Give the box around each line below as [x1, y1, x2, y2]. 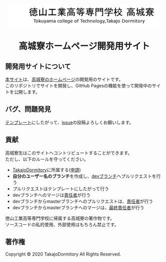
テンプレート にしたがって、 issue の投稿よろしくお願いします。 [5, 119, 134, 125]
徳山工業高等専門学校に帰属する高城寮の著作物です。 [5, 215, 115, 221]
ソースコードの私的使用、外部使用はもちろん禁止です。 [5, 221, 119, 227]
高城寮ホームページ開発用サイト [18, 41, 150, 52]
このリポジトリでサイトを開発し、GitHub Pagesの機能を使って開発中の [5, 82, 152, 89]
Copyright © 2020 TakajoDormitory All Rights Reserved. [5, 251, 121, 257]
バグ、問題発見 [5, 105, 51, 114]
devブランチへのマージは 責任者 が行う [12, 192, 91, 198]
